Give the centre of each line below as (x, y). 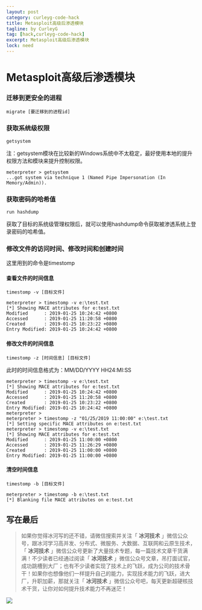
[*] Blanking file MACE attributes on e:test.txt (70, 500)
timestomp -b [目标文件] (36, 484)
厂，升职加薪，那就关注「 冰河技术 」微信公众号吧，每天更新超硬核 (104, 581)
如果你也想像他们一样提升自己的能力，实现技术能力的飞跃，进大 (111, 573)
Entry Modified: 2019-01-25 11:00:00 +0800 (62, 455)
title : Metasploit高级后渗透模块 (45, 23)
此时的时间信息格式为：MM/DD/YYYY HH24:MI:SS (69, 370)
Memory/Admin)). (27, 183)
